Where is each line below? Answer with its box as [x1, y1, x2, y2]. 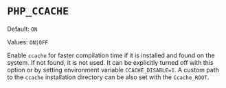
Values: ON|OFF [7, 38, 48, 46]
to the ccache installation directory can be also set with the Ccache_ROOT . [7, 73, 210, 81]
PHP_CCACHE [7, 5, 69, 18]
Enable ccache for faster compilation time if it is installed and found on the [7, 51, 215, 59]
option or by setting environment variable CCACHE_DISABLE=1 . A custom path [7, 65, 220, 74]
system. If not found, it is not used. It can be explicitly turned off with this [7, 58, 214, 66]
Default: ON [7, 25, 38, 33]
